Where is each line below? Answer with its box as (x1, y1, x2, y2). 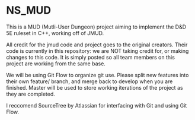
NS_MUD (6, 4, 52, 17)
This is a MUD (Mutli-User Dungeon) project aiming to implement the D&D (6, 23, 187, 30)
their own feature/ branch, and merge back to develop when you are (6, 78, 173, 85)
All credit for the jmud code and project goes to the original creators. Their (6, 41, 188, 48)
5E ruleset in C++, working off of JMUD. (6, 29, 104, 36)
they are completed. (6, 90, 55, 97)
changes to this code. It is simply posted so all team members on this (6, 53, 175, 61)
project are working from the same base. (6, 60, 106, 67)
